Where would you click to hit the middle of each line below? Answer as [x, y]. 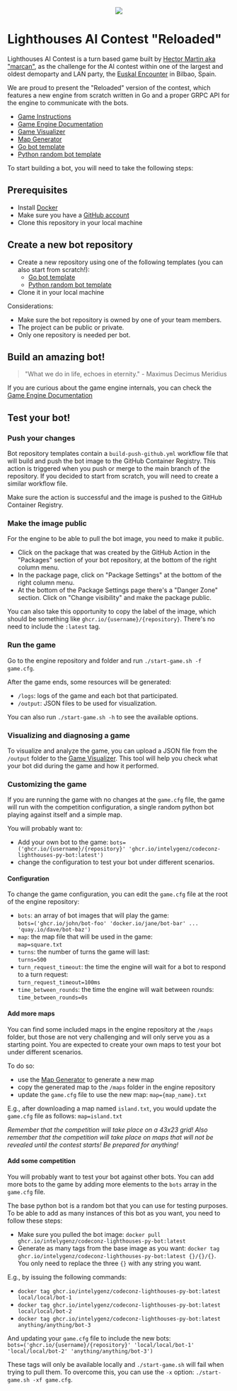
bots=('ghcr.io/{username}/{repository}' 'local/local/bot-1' [101, 1345]
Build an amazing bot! [56, 357]
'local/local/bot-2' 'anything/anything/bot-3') [80, 1351]
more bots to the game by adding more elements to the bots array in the [112, 1184]
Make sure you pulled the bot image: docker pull [89, 1234]
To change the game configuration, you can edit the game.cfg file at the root [118, 894]
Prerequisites [37, 191]
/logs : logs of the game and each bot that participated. [98, 695]
